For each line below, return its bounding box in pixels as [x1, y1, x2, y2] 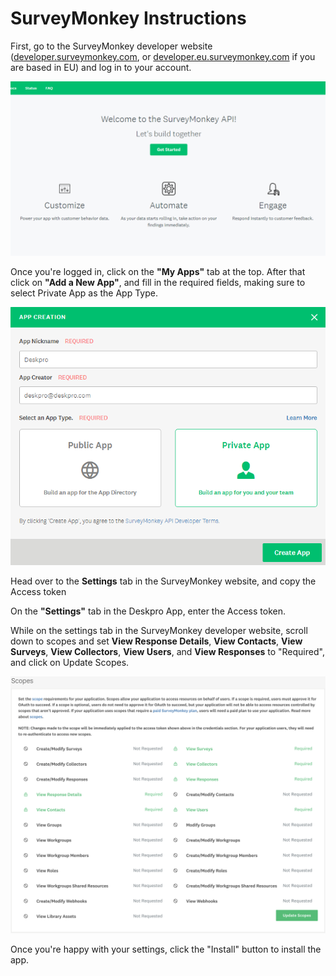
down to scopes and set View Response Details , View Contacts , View [10, 635, 303, 647]
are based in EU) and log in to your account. [10, 61, 192, 73]
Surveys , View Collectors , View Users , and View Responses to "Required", [10, 646, 325, 658]
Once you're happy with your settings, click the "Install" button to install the [10, 943, 322, 955]
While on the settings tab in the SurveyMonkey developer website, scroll [10, 625, 308, 637]
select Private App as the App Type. [10, 287, 158, 299]
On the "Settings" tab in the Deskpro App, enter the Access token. [10, 605, 287, 617]
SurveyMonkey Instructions [10, 7, 247, 30]
